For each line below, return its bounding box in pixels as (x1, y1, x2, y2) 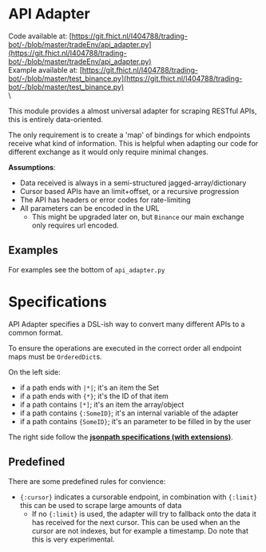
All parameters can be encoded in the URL (19, 203, 160, 212)
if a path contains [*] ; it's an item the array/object (19, 399, 185, 409)
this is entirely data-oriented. (8, 114, 104, 124)
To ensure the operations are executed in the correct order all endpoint (8, 343, 242, 352)
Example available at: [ (8, 65, 82, 74)
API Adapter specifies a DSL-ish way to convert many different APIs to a (8, 319, 245, 328)
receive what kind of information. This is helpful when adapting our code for (8, 138, 259, 148)
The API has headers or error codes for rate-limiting (19, 195, 191, 205)
